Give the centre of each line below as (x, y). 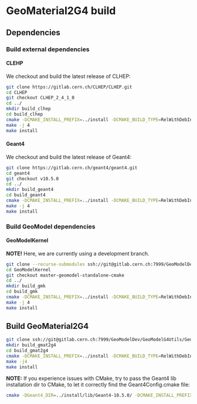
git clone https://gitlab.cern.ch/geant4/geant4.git (72, 168)
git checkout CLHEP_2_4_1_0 (40, 98)
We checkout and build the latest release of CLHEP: (68, 76)
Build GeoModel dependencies (51, 226)
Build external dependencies (48, 49)
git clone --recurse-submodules (45, 264)
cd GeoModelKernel (28, 270)
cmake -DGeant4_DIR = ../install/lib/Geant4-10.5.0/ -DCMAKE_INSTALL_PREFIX (99, 395)
